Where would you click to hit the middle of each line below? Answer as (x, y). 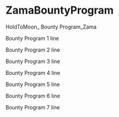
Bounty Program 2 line (33, 50)
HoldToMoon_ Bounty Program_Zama (51, 27)
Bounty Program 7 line (33, 107)
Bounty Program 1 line (32, 38)
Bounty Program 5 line (33, 84)
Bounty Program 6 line (33, 96)
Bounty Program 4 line (33, 72)
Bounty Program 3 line (33, 61)
